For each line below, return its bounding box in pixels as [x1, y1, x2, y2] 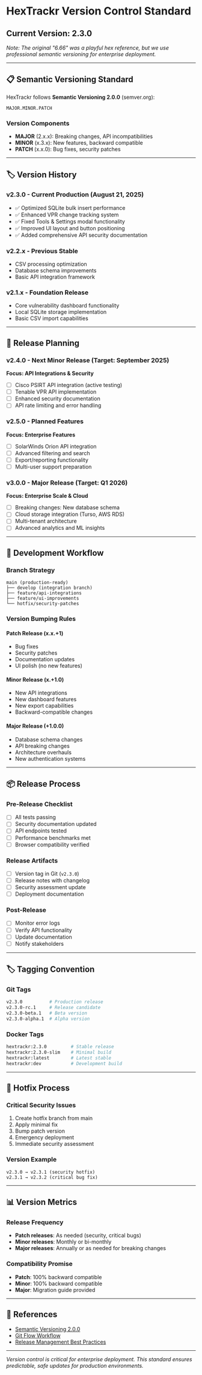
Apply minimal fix [14, 1121, 58, 1128]
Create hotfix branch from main [14, 1115, 93, 1122]
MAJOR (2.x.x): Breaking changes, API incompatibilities [14, 133, 153, 140]
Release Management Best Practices [14, 1338, 106, 1345]
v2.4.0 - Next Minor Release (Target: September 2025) [6, 356, 170, 364]
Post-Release [6, 906, 47, 914]
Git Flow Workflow [14, 1332, 61, 1339]
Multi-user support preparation [14, 463, 92, 470]
